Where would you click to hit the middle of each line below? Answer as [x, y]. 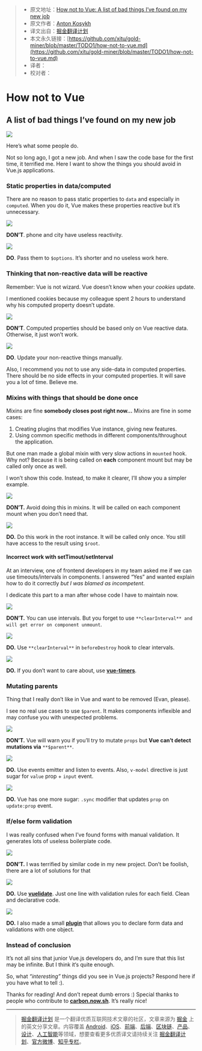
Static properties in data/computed [59, 185]
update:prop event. [29, 806]
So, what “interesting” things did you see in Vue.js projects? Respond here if [101, 976]
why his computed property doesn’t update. [61, 305]
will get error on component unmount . [54, 625]
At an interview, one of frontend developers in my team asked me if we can [99, 571]
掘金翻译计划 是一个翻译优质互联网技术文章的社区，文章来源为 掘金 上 [107, 1019]
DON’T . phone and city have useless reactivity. [65, 235]
